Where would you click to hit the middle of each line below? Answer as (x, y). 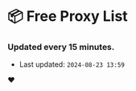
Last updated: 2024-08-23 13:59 (72, 64)
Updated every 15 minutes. (61, 48)
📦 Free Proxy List (68, 17)
